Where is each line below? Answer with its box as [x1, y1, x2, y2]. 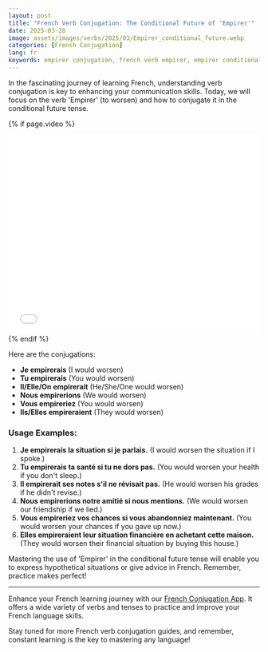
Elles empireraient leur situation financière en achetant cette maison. [19, 530, 254, 539]
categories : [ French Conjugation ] [8, 41, 124, 49]
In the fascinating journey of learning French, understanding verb [8, 77, 223, 88]
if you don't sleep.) [19, 471, 82, 480]
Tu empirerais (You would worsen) [19, 373, 135, 383]
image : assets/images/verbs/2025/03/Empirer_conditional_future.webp [8, 34, 245, 42]
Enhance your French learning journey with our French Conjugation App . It [8, 594, 253, 603]
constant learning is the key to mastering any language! [8, 635, 191, 645]
